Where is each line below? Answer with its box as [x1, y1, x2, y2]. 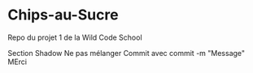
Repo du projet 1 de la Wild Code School [7, 32, 143, 42]
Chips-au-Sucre [7, 6, 119, 24]
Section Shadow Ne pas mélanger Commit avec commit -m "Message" [7, 48, 246, 58]
